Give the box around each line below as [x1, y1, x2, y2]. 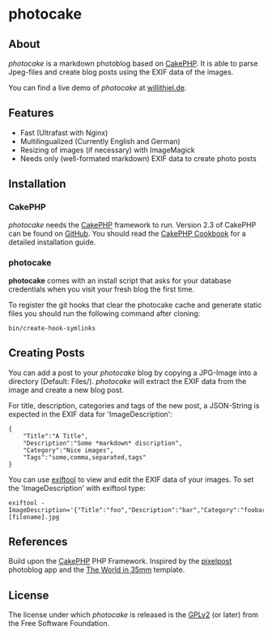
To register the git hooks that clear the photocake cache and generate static [8, 300, 262, 309]
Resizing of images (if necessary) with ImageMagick [19, 145, 196, 155]
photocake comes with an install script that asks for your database [8, 275, 232, 285]
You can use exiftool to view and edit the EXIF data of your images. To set [8, 475, 254, 484]
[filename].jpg [8, 513, 60, 521]
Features [8, 106, 54, 120]
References [8, 535, 68, 548]
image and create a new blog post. [8, 385, 124, 394]
